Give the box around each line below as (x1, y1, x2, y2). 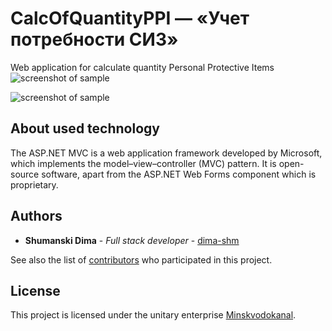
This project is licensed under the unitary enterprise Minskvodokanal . (10, 309, 297, 321)
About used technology (10, 120, 160, 137)
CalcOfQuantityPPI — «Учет (10, 7, 250, 30)
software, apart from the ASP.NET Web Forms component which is (41, 168, 317, 180)
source (10, 168, 40, 180)
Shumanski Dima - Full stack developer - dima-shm (24, 234, 240, 246)
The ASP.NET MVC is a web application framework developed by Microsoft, (10, 147, 323, 159)
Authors (10, 208, 63, 225)
